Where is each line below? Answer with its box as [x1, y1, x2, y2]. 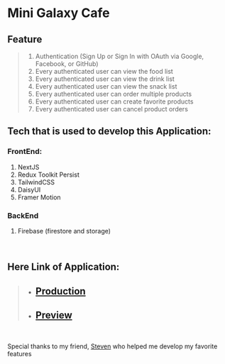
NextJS [17, 162, 40, 171]
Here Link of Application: [7, 261, 120, 273]
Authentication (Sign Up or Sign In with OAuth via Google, [35, 52, 204, 60]
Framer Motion [17, 193, 62, 202]
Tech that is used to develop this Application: [7, 126, 212, 138]
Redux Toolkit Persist [17, 170, 79, 179]
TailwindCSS [17, 177, 55, 186]
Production [35, 285, 87, 297]
